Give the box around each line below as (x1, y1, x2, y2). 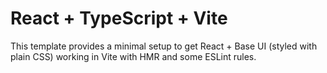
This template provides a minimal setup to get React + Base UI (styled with (10, 40, 318, 52)
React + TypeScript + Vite (10, 7, 228, 30)
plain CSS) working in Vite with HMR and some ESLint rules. (10, 50, 257, 62)
